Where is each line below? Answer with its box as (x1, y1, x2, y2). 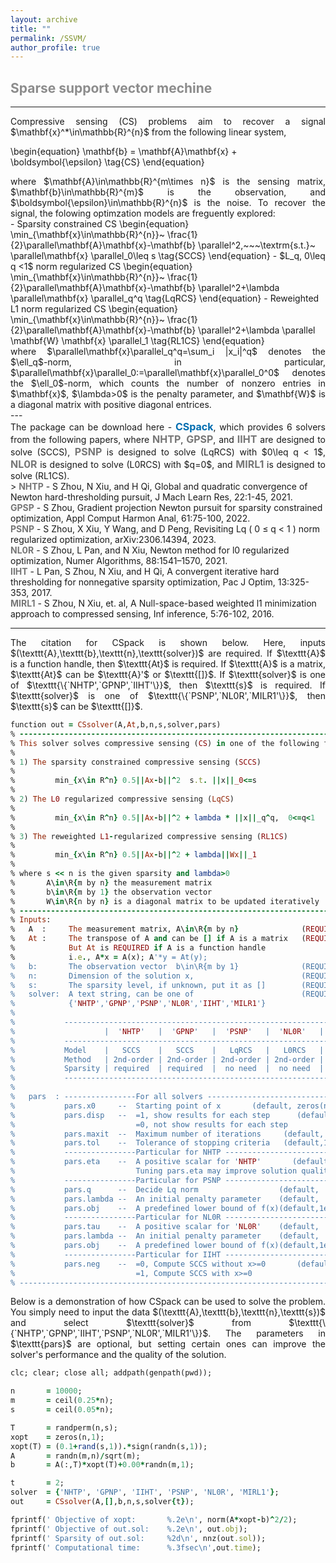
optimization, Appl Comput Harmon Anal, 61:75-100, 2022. (10, 512, 251, 525)
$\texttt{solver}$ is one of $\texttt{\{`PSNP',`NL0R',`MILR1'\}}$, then (10, 690, 326, 702)
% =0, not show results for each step (10, 1119, 288, 1130)
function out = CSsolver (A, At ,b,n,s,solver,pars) (10, 720, 222, 730)
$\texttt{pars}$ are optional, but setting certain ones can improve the (10, 1338, 326, 1350)
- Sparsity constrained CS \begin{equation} (10, 218, 190, 230)
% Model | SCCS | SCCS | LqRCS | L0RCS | (10, 1045, 325, 1055)
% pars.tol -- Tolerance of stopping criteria (10, 1138, 271, 1148)
